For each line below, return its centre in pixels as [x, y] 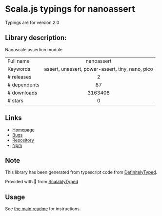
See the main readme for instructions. [43, 209]
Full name [19, 61]
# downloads [22, 93]
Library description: [36, 38]
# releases [20, 77]
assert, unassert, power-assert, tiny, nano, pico [99, 69]
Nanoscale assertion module [34, 49]
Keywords [19, 69]
